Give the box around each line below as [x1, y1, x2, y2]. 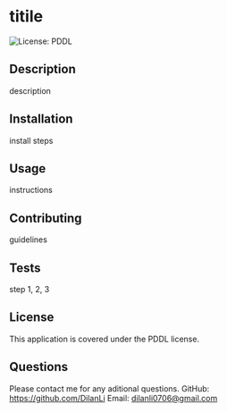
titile [9, 6, 43, 27]
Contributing [9, 210, 82, 225]
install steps [9, 135, 54, 146]
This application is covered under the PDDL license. [9, 333, 199, 344]
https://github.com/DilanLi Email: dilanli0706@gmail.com [9, 392, 218, 403]
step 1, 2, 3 [9, 284, 50, 294]
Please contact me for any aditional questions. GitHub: [9, 383, 210, 394]
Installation [9, 112, 73, 127]
